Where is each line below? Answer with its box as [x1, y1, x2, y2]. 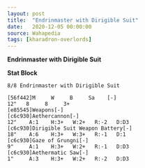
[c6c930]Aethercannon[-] [7, 113, 79, 120]
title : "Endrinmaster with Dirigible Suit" [7, 17, 139, 24]
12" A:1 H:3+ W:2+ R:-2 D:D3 [7, 119, 130, 126]
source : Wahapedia [7, 29, 61, 37]
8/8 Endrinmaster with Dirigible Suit [7, 82, 120, 89]
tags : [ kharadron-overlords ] [7, 36, 92, 43]
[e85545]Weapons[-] [7, 107, 64, 114]
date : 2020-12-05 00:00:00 [7, 23, 92, 30]
